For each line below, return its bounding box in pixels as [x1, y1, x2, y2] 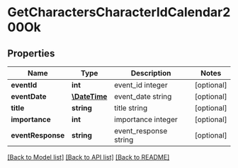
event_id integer [114, 80, 168, 90]
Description [130, 68, 171, 78]
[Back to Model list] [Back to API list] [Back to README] [7, 153, 170, 161]
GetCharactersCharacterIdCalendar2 [7, 4, 231, 20]
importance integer [114, 114, 178, 124]
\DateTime [72, 92, 108, 101]
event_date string [114, 92, 172, 101]
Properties [7, 47, 55, 59]
